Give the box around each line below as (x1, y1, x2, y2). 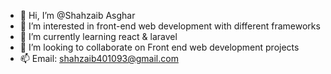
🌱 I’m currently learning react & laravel (19, 31, 178, 42)
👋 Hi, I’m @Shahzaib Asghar (19, 10, 136, 21)
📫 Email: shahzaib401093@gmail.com (19, 53, 179, 64)
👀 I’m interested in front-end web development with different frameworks (19, 20, 321, 32)
